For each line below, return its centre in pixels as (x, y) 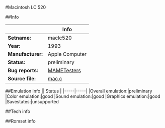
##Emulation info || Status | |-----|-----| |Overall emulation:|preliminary (79, 91)
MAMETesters (64, 71)
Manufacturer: (25, 54)
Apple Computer (67, 54)
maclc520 (60, 38)
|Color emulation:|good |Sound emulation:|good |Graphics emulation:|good (83, 96)
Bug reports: (23, 71)
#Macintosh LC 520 (26, 7)
